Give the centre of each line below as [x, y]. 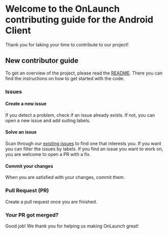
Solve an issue [21, 132]
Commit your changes [29, 166]
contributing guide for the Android [79, 20]
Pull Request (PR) [27, 191]
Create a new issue [26, 104]
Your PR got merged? [32, 215]
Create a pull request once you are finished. [51, 201]
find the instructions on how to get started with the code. [65, 78]
